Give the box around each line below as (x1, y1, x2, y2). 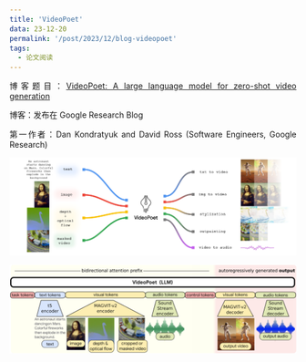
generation (9, 91, 50, 102)
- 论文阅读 (17, 53, 54, 63)
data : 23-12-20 (9, 24, 67, 34)
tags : (9, 44, 30, 53)
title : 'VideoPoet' (9, 15, 84, 24)
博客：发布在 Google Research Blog (9, 109, 144, 120)
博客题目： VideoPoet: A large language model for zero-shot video (9, 80, 297, 91)
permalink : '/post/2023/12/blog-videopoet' (9, 34, 178, 43)
